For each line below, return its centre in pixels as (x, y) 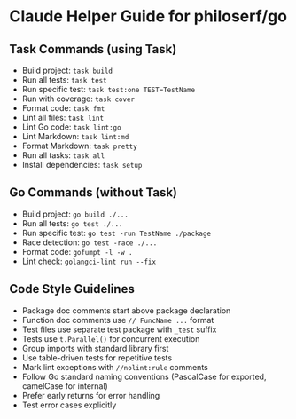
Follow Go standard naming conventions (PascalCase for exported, (144, 376)
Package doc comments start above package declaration (126, 310)
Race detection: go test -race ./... (90, 242)
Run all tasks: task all (63, 155)
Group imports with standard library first (95, 348)
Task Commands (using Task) (93, 49)
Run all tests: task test (65, 80)
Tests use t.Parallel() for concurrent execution (111, 338)
